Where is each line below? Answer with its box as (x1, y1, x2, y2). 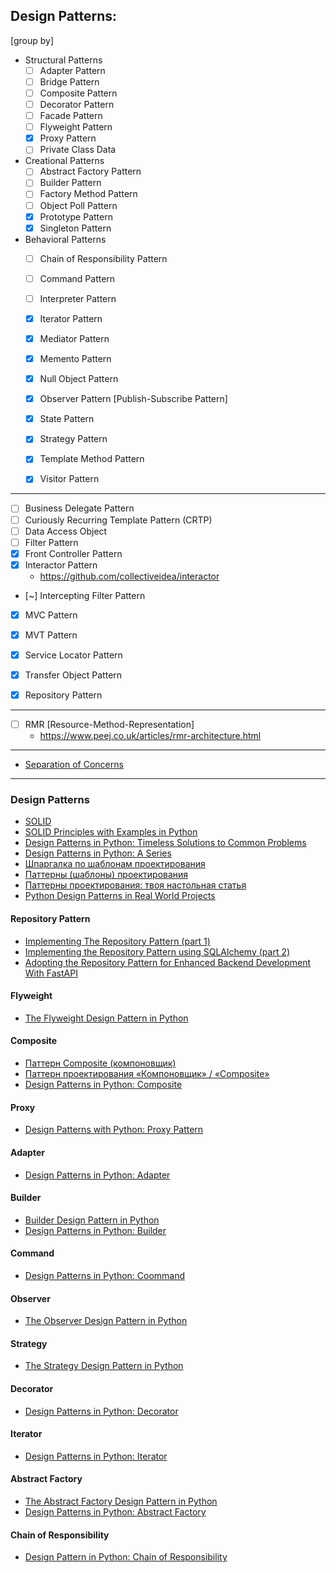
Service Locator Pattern (24, 649, 123, 661)
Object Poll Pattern (39, 199, 118, 211)
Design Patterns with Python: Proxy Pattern (24, 1124, 204, 1136)
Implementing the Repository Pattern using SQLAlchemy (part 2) (24, 945, 291, 958)
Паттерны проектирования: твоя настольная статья (24, 879, 247, 891)
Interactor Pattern (24, 559, 98, 571)
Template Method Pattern (39, 453, 145, 465)
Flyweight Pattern (39, 121, 113, 133)
